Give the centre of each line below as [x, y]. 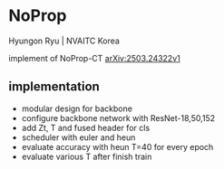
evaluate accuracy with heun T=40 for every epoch [117, 146]
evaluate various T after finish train [87, 156]
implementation [54, 87]
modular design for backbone [77, 108]
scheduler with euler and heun [78, 137]
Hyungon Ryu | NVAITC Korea [64, 41]
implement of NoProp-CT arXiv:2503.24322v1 [94, 58]
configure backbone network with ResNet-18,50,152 [118, 117]
